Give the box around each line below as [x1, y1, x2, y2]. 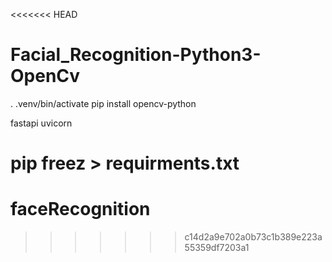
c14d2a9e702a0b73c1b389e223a [184, 231, 323, 243]
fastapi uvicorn [10, 117, 73, 129]
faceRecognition [10, 198, 151, 221]
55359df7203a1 [184, 242, 250, 254]
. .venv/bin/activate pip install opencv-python [10, 97, 197, 109]
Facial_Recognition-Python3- [10, 44, 262, 66]
